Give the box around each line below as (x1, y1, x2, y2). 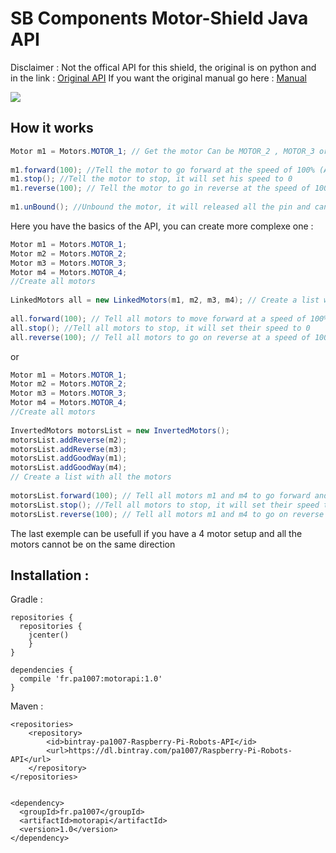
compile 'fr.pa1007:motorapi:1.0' (19, 674, 163, 684)
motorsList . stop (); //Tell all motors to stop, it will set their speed (10, 500, 320, 510)
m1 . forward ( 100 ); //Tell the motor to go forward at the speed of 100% (10, 165, 315, 175)
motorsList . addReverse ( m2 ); (10, 435, 128, 445)
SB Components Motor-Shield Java (10, 7, 309, 30)
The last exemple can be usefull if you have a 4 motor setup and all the (10, 527, 303, 539)
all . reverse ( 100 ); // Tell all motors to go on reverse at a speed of (10, 332, 311, 342)
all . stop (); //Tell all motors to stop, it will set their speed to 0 (10, 323, 311, 333)
